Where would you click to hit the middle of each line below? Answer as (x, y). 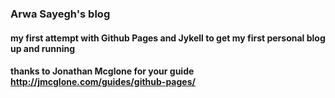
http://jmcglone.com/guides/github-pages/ (103, 82)
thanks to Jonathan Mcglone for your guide (102, 71)
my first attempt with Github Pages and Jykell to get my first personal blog (168, 38)
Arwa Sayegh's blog (60, 14)
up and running (43, 48)
